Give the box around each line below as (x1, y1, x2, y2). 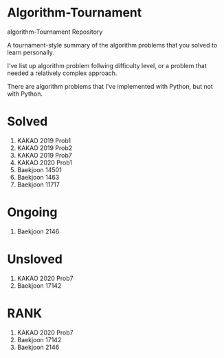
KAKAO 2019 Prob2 (16, 143, 73, 152)
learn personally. (7, 48, 55, 56)
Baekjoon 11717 (16, 180, 60, 189)
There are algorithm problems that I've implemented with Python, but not (7, 82, 213, 90)
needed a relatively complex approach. (7, 69, 117, 77)
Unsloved (7, 251, 63, 266)
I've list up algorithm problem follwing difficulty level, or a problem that (7, 61, 208, 70)
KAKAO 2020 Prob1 (16, 158, 72, 167)
